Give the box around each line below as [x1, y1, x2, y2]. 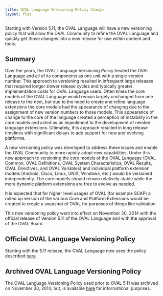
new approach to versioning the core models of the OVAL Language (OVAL [5, 155, 156, 161]
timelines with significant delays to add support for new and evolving [5, 130, 144, 136]
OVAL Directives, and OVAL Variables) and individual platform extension [5, 166, 150, 171]
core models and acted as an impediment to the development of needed [5, 120, 151, 126]
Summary [5, 55, 36, 63]
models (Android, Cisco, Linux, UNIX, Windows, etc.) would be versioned [5, 170, 153, 176]
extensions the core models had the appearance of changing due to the [5, 104, 150, 110]
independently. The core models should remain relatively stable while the [5, 176, 153, 182]
